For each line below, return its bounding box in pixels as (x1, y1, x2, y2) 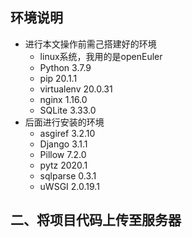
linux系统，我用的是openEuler (39, 50, 163, 62)
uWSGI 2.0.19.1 (39, 180, 100, 192)
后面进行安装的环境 (24, 116, 105, 128)
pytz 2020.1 (39, 159, 88, 171)
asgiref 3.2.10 (39, 127, 96, 139)
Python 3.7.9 (39, 61, 92, 73)
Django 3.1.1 (39, 138, 88, 150)
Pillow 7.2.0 (39, 148, 87, 160)
